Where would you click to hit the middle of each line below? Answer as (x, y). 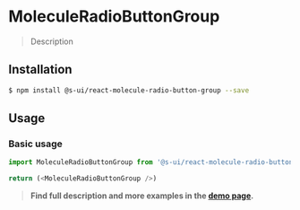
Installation (40, 70)
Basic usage (36, 144)
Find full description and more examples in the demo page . (142, 196)
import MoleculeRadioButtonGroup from (81, 162)
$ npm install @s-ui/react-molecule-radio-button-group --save (129, 90)
